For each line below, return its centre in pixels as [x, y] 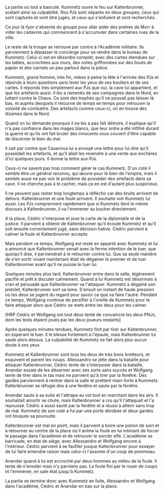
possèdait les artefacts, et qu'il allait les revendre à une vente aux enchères [81, 153]
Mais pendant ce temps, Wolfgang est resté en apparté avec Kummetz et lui [82, 244]
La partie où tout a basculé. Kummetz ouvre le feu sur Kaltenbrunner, [75, 7]
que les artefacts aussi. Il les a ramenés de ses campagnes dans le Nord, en [82, 93]
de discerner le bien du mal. [33, 139]
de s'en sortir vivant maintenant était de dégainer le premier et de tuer [76, 259]
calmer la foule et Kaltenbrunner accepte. [47, 234]
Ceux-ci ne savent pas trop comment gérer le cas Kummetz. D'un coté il [78, 168]
